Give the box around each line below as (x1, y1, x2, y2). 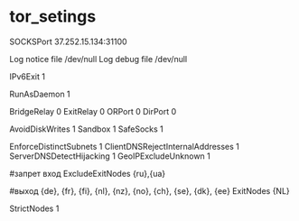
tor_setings (9, 6, 97, 27)
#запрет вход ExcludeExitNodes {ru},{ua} (9, 168, 165, 179)
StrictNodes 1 (9, 203, 60, 214)
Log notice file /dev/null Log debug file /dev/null (9, 53, 188, 64)
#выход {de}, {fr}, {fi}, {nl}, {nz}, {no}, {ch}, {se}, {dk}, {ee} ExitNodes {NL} (9, 185, 291, 196)
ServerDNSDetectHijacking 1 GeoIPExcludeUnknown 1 (9, 151, 210, 161)
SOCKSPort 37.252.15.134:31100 (9, 36, 128, 47)
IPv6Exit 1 (9, 70, 45, 82)
